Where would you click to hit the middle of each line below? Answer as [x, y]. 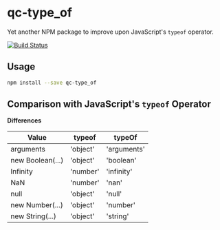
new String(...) [34, 216]
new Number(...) [37, 205]
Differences [24, 121]
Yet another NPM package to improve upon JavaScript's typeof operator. [111, 32]
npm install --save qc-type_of [52, 83]
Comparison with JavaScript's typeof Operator [109, 104]
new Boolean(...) [37, 160]
